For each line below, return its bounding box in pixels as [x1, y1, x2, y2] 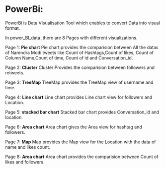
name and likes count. [5, 144, 51, 150]
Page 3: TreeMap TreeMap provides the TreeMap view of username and [5, 79, 154, 85]
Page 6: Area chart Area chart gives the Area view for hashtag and [5, 124, 143, 130]
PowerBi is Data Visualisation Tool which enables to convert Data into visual [5, 20, 160, 26]
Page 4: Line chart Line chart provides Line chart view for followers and [5, 94, 153, 100]
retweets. [5, 69, 25, 75]
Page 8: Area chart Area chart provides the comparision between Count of [5, 154, 159, 160]
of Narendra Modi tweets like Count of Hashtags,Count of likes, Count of [5, 50, 154, 56]
